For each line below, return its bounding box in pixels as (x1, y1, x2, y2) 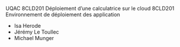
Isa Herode (14, 23, 41, 29)
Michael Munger (14, 35, 54, 41)
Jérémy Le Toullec (14, 28, 60, 35)
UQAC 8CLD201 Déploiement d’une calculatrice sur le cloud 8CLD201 (5, 5, 175, 12)
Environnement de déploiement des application (5, 11, 120, 18)
